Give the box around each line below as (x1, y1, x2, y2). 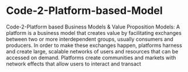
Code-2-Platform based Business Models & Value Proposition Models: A (6, 23, 180, 30)
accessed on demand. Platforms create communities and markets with (6, 54, 176, 61)
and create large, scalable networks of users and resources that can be (6, 48, 179, 55)
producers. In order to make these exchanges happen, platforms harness (6, 42, 183, 49)
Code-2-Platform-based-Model (6, 4, 163, 17)
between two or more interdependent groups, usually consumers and (6, 35, 174, 42)
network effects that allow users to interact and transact (6, 60, 142, 67)
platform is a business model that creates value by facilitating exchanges (6, 29, 182, 36)
